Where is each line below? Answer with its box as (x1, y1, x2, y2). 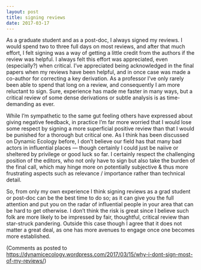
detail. (6, 176, 22, 184)
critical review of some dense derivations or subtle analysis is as (6, 94, 166, 101)
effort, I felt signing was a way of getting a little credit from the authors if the (6, 49, 195, 57)
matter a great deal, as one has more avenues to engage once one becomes (6, 227, 195, 234)
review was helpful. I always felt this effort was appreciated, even (6, 55, 168, 63)
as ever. (35, 101, 55, 108)
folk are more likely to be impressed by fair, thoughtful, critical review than (6, 213, 190, 221)
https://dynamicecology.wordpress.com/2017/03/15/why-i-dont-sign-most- (6, 251, 193, 258)
